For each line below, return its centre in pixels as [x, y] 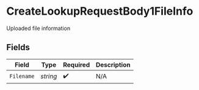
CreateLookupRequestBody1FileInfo [100, 11]
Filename [22, 77]
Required [77, 64]
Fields [18, 47]
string [49, 77]
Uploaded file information [38, 28]
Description [113, 64]
